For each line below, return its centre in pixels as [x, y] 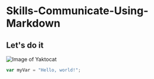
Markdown [33, 23]
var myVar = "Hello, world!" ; [44, 70]
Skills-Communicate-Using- [77, 11]
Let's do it [25, 45]
